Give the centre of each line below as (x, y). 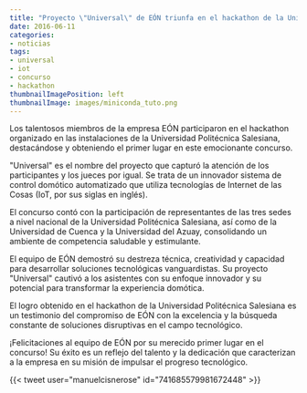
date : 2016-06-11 (42, 26)
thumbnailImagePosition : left (67, 94)
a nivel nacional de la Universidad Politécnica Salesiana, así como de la (143, 222)
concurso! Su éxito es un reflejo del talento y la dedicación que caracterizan (153, 353)
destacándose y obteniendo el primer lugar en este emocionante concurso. (151, 148)
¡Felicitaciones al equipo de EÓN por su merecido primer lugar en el (137, 343)
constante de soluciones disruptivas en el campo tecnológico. (126, 326)
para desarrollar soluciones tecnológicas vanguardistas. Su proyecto (139, 269)
